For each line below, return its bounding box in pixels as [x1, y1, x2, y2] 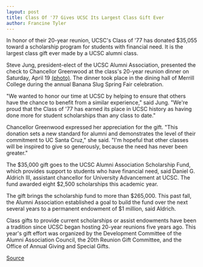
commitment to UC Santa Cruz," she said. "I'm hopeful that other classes [6, 137, 189, 144]
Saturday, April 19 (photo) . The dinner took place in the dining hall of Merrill [6, 74, 194, 82]
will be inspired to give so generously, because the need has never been [6, 143, 188, 150]
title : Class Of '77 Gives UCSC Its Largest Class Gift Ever [6, 15, 165, 21]
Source [6, 254, 24, 262]
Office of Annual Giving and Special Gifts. [6, 243, 111, 250]
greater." [6, 149, 29, 157]
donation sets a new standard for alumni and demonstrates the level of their [6, 130, 196, 137]
